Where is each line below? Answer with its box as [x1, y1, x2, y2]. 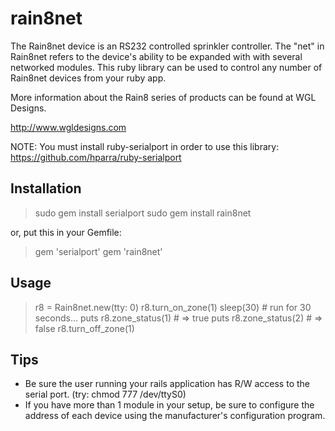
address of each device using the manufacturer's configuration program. [24, 410, 326, 422]
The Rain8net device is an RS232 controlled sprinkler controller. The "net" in [10, 40, 325, 52]
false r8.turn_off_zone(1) [34, 322, 135, 334]
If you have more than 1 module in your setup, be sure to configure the [24, 399, 315, 411]
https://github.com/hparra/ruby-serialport [10, 151, 182, 163]
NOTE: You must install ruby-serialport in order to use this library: [10, 140, 280, 152]
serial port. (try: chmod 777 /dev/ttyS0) [24, 388, 187, 401]
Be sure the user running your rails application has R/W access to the [24, 378, 310, 390]
